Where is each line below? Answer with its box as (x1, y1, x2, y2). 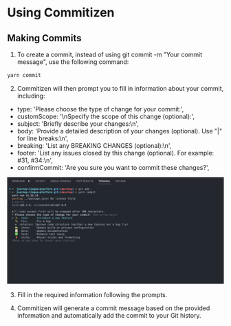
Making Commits (7, 32, 82, 44)
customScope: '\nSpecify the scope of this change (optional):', (16, 112, 195, 120)
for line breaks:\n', (16, 134, 69, 142)
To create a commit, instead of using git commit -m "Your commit (16, 50, 203, 58)
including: (16, 91, 45, 100)
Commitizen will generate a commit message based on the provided (16, 304, 210, 312)
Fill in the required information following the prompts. (16, 290, 168, 298)
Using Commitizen (7, 5, 115, 21)
